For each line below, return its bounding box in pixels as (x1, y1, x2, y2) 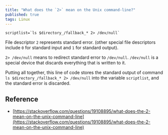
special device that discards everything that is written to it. (5, 60, 126, 66)
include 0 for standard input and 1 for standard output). (5, 45, 119, 51)
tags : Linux (5, 17, 30, 22)
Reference (5, 95, 39, 103)
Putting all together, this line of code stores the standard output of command (5, 70, 163, 76)
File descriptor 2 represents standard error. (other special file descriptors (5, 39, 156, 45)
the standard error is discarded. (5, 80, 71, 86)
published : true (5, 12, 39, 17)
